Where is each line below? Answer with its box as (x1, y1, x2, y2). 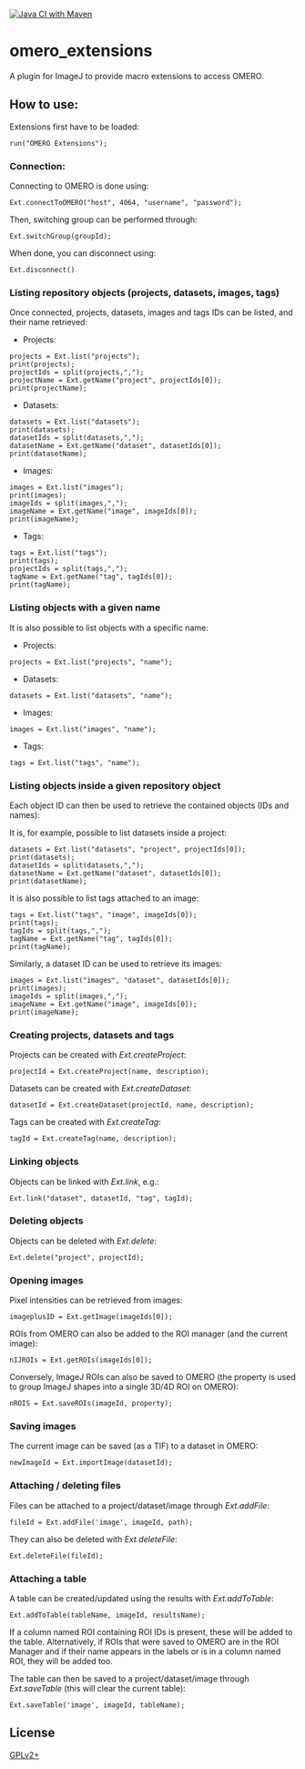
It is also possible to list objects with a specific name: (9, 622, 209, 633)
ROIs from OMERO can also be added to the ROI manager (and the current (9, 1328, 289, 1339)
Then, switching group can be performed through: (9, 214, 198, 225)
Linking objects (9, 1155, 79, 1168)
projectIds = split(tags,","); (9, 565, 128, 574)
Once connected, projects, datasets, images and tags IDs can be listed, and (9, 307, 293, 318)
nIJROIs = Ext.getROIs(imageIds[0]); (9, 1355, 153, 1365)
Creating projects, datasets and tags (9, 1028, 175, 1041)
